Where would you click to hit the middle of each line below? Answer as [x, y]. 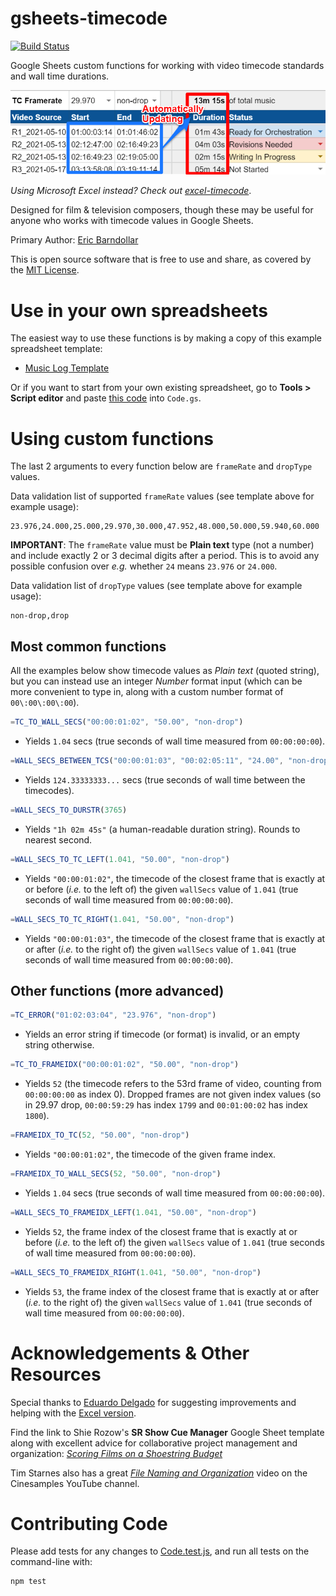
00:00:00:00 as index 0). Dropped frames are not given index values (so [173, 1094]
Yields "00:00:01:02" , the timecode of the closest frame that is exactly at [175, 878]
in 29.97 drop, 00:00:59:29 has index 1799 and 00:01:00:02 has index [166, 1105]
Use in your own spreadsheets [139, 310]
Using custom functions [112, 438]
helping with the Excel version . [73, 1413]
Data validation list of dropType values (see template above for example [156, 586]
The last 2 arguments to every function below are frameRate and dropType [161, 466]
